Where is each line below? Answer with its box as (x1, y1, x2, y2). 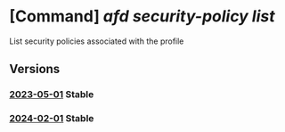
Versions (9, 62, 61, 77)
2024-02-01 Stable (9, 112, 94, 125)
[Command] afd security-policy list (9, 6, 275, 27)
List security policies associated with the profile (9, 36, 184, 46)
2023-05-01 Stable (9, 88, 94, 101)
